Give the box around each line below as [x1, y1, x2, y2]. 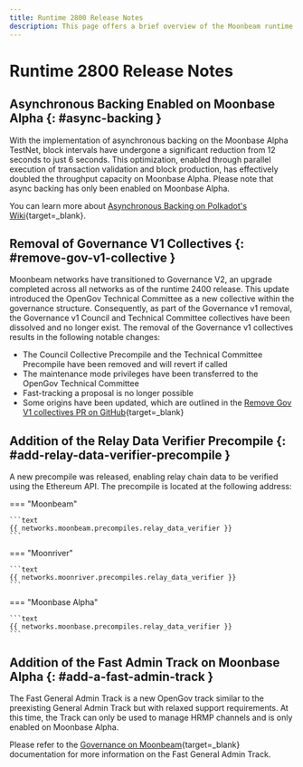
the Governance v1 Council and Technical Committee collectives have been [9, 313, 290, 324]
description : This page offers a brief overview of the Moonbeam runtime [9, 22, 294, 31]
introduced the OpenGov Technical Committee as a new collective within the [9, 293, 295, 304]
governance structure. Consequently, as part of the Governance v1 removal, [9, 303, 292, 314]
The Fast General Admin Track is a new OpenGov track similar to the [9, 693, 264, 704]
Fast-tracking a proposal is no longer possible [22, 388, 194, 399]
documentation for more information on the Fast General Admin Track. [9, 748, 271, 760]
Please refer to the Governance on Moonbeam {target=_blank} [9, 739, 241, 750]
